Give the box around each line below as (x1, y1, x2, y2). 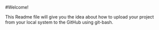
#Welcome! (5, 4, 29, 10)
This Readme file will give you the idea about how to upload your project (5, 14, 154, 19)
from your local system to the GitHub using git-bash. (5, 19, 113, 25)
